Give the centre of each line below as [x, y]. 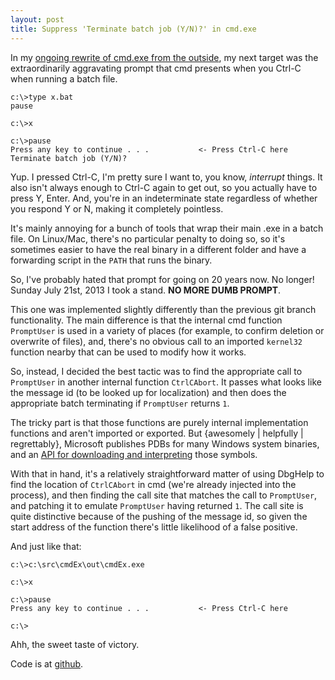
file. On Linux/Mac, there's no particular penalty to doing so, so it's [148, 238]
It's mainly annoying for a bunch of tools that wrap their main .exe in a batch [167, 228]
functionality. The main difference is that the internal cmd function [146, 320]
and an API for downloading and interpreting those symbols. [134, 454]
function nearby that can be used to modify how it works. [128, 352]
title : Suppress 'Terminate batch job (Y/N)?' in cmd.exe [133, 29]
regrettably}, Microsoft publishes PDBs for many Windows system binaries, [165, 443]
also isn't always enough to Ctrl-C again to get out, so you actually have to [164, 187]
